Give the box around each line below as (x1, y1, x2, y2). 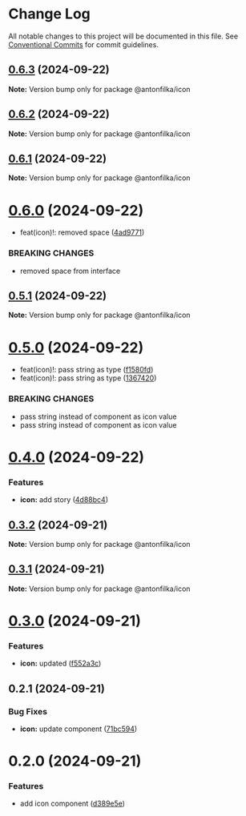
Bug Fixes (8, 705, 48, 717)
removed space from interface (19, 266, 121, 275)
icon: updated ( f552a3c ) (19, 658, 102, 669)
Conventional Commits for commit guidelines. (8, 39, 159, 49)
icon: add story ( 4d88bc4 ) (19, 495, 108, 504)
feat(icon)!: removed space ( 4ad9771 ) (19, 227, 145, 237)
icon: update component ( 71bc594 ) (19, 724, 138, 734)
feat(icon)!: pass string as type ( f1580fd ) (19, 365, 154, 375)
